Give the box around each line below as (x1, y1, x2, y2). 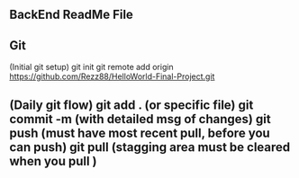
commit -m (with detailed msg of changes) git (9, 111, 272, 127)
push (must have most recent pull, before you (9, 125, 270, 140)
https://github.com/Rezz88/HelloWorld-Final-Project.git (9, 71, 215, 82)
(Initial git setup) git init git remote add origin (9, 62, 174, 73)
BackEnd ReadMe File (9, 7, 133, 22)
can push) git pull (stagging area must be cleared (9, 139, 291, 155)
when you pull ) (9, 153, 97, 169)
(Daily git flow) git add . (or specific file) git (9, 97, 254, 112)
